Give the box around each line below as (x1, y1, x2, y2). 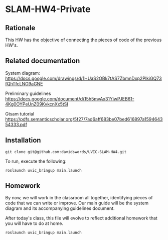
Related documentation (5, 57, 80, 65)
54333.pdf (5, 122, 28, 128)
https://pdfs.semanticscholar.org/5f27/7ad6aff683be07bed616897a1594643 (5, 116, 163, 122)
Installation (5, 136, 41, 145)
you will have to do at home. (5, 220, 64, 226)
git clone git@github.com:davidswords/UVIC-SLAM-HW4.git (5, 149, 127, 154)
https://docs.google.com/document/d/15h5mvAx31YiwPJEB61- (5, 95, 134, 101)
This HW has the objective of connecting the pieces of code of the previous (5, 37, 162, 43)
